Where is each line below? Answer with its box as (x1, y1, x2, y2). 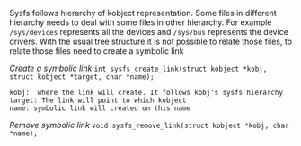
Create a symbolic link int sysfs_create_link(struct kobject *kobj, (9, 63, 268, 73)
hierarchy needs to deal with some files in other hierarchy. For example (9, 17, 272, 28)
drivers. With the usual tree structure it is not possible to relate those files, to (9, 36, 293, 47)
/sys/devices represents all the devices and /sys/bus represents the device (9, 27, 289, 37)
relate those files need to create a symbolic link (9, 46, 184, 56)
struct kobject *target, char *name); (9, 73, 155, 82)
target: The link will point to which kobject (9, 96, 187, 105)
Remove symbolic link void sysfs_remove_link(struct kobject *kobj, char (9, 120, 289, 130)
